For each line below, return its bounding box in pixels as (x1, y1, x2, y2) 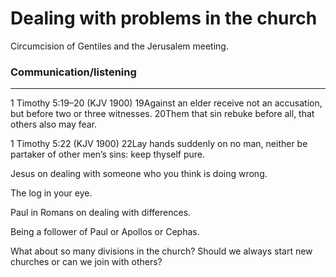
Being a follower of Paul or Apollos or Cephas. (10, 226, 200, 238)
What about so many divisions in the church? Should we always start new (10, 245, 313, 257)
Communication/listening (10, 65, 137, 79)
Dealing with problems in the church (10, 7, 318, 30)
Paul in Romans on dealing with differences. (10, 207, 192, 219)
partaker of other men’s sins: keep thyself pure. (10, 148, 206, 161)
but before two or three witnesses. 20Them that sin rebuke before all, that (10, 108, 315, 120)
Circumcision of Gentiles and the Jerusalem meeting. (10, 40, 229, 52)
